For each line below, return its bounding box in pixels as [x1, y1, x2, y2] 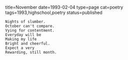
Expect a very [5, 45, 35, 50]
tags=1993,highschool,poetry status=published [5, 9, 102, 15]
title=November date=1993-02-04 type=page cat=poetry [5, 4, 123, 10]
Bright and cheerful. [5, 41, 50, 46]
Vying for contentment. [5, 28, 55, 33]
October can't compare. [5, 23, 55, 28]
